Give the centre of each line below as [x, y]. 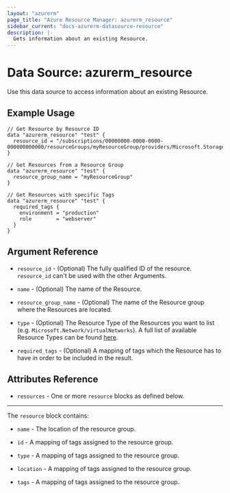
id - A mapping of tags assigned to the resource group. [95, 442]
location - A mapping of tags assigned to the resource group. [104, 468]
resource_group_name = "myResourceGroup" [73, 177]
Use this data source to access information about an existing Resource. [108, 92]
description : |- [30, 33]
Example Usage [41, 113]
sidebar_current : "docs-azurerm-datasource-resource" [86, 26]
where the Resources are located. [65, 309]
